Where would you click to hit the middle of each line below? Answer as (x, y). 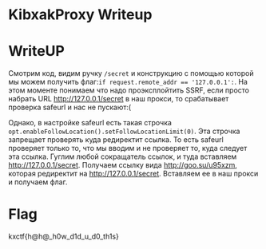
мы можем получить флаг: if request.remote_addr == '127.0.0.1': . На (128, 82)
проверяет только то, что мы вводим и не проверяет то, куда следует (128, 148)
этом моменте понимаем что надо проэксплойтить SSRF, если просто (129, 90)
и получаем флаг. (38, 182)
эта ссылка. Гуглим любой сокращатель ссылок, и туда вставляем (123, 156)
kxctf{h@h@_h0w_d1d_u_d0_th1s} (64, 236)
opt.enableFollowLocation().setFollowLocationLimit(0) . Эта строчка (124, 131)
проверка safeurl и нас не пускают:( (70, 107)
